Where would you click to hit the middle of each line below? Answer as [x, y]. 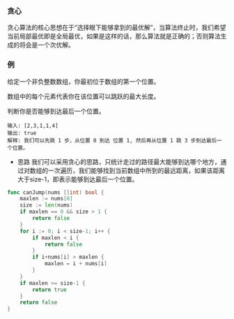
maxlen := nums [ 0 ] [46, 199]
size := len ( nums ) [46, 205]
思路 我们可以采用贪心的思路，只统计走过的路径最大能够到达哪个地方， [119, 161]
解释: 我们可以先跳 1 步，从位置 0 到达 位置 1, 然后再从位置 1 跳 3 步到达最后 [112, 140]
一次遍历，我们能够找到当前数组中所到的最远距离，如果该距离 [136, 170]
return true [50, 290]
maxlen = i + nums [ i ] [76, 264]
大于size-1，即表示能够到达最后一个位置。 [78, 179]
